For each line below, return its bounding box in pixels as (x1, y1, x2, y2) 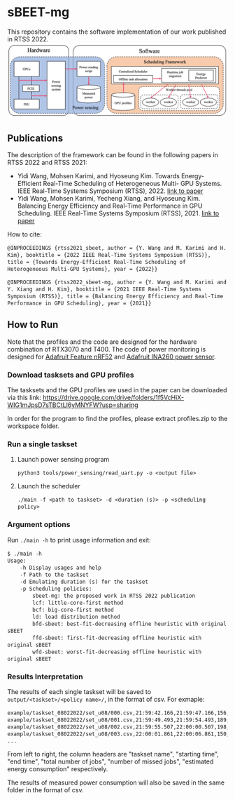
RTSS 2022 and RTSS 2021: (7, 159, 87, 167)
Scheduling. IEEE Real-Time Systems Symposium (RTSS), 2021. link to (17, 209, 220, 218)
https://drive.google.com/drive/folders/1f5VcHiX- (43, 394, 184, 402)
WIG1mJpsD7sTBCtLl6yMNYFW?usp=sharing (7, 401, 138, 409)
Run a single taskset (7, 439, 78, 449)
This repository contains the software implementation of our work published (7, 27, 227, 36)
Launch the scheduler (17, 482, 80, 491)
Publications (7, 132, 64, 144)
